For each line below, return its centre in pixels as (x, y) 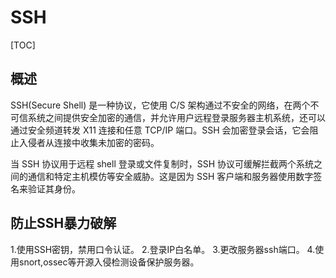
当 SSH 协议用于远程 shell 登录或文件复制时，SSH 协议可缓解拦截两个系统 (162, 163)
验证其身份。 (54, 188)
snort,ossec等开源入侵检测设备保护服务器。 (109, 262)
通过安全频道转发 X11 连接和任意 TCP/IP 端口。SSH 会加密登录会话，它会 (160, 130)
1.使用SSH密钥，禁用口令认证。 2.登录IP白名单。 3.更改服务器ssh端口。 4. (163, 249)
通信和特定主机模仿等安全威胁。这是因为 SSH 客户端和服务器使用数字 (170, 176)
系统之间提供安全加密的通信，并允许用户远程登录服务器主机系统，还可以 (176, 117)
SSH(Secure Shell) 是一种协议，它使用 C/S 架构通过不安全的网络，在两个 (160, 105)
